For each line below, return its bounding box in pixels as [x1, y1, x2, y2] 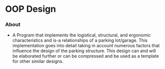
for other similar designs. [12, 58, 64, 65]
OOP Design [5, 3, 56, 15]
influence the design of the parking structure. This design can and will [12, 48, 156, 54]
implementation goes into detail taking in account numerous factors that [12, 43, 160, 49]
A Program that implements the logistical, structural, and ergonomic [12, 32, 151, 38]
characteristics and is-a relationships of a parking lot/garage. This [12, 37, 148, 43]
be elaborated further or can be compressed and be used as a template [12, 53, 159, 59]
